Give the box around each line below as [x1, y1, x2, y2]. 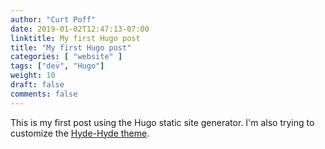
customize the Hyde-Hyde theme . [10, 127, 150, 139]
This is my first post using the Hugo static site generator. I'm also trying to [10, 116, 315, 128]
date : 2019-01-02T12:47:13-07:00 [10, 24, 150, 34]
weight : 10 [10, 71, 56, 81]
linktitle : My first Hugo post [10, 33, 141, 43]
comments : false [10, 89, 78, 99]
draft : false [10, 80, 65, 90]
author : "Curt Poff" [10, 14, 97, 25]
